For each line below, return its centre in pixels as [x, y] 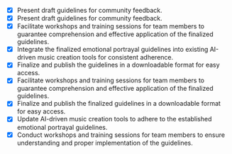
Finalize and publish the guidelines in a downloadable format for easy [118, 65]
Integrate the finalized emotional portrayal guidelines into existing [112, 50]
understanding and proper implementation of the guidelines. [105, 143]
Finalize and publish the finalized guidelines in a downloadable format [119, 104]
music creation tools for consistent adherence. [105, 57]
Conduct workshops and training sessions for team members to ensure [121, 135]
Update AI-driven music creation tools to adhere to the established [114, 119]
